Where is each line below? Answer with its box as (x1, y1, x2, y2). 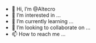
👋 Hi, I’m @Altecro (11, 6, 55, 12)
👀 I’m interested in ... (11, 12, 61, 19)
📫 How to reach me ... (11, 31, 66, 37)
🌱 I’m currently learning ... (11, 18, 74, 24)
